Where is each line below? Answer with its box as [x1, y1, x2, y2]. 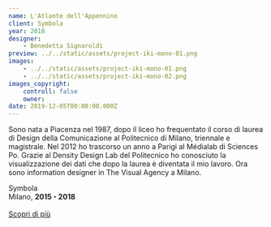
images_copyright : [8, 79, 71, 88]
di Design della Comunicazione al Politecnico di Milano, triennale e [8, 133, 231, 143]
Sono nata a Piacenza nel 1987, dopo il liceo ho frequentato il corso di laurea [8, 125, 264, 135]
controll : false [23, 87, 79, 96]
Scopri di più [8, 209, 51, 219]
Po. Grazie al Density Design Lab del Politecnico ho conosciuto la [8, 151, 226, 161]
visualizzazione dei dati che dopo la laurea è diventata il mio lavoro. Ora [8, 159, 248, 169]
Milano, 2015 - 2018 [8, 192, 75, 202]
